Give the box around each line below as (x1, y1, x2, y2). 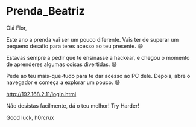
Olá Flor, (6, 24, 27, 31)
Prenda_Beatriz (6, 4, 86, 18)
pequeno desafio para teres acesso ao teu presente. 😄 (6, 42, 144, 50)
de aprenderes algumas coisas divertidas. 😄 (6, 60, 118, 68)
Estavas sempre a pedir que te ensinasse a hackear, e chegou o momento (6, 54, 190, 61)
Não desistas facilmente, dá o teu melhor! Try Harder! (6, 102, 140, 109)
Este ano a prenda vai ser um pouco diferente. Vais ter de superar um (6, 36, 179, 43)
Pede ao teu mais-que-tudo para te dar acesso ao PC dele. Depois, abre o (6, 72, 191, 79)
